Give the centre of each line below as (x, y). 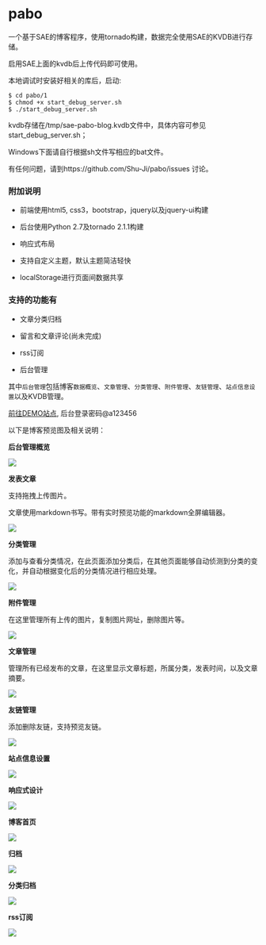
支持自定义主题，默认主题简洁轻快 (75, 261)
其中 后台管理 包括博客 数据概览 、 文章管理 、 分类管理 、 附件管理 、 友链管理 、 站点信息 (129, 386)
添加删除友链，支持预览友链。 (57, 726)
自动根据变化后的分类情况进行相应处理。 (95, 570)
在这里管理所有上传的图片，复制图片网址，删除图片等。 (98, 619)
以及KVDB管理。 (41, 396)
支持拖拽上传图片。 (40, 495)
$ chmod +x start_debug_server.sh (65, 102)
